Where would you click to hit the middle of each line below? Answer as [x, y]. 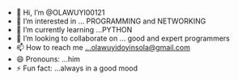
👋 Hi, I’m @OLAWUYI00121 [60, 13]
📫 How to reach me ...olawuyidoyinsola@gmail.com [103, 47]
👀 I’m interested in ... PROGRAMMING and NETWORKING [111, 21]
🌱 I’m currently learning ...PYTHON [74, 30]
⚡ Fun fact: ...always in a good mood [77, 68]
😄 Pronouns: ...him [48, 59]
